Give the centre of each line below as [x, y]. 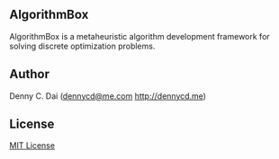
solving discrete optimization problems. [82, 46]
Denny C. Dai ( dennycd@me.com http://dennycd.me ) [108, 96]
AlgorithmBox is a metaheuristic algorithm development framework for [139, 36]
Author [29, 74]
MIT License [32, 146]
